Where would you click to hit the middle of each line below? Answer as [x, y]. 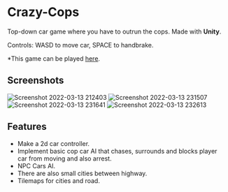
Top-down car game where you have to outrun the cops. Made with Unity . [114, 31]
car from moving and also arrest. [64, 158]
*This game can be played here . [54, 58]
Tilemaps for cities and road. [58, 180]
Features [27, 127]
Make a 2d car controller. [53, 143]
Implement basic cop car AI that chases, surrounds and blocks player [117, 151]
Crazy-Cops [43, 12]
